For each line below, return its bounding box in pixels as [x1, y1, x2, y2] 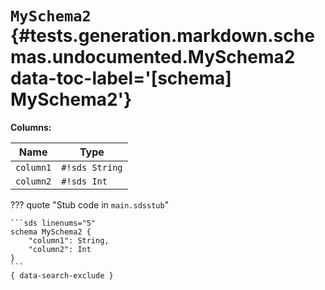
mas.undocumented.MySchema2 [10, 46, 296, 69]
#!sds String [61, 162, 123, 173]
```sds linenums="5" [10, 218, 97, 228]
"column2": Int [28, 244, 92, 254]
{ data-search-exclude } [10, 270, 114, 281]
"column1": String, [28, 235, 110, 246]
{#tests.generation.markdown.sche [10, 25, 315, 47]
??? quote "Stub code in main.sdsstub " [10, 198, 170, 211]
